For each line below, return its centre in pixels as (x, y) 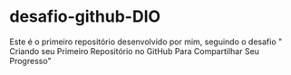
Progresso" (30, 61)
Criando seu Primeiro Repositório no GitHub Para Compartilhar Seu (135, 51)
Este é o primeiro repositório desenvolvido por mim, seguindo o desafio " (146, 42)
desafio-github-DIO (85, 17)
